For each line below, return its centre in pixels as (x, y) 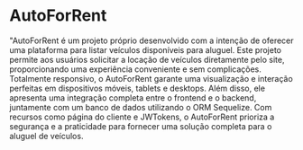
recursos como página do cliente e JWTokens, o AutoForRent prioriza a (142, 117)
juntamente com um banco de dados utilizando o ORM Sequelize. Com (141, 107)
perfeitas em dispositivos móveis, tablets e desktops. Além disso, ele (138, 88)
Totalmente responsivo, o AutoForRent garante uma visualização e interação (151, 78)
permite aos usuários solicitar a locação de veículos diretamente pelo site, (147, 59)
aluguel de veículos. (46, 136)
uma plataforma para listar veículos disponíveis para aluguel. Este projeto (146, 49)
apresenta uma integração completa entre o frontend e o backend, (133, 97)
